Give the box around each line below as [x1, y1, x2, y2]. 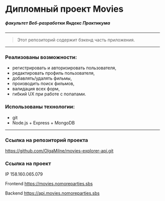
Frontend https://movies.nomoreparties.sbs [5, 181, 93, 187]
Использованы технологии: [5, 103, 75, 110]
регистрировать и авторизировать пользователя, [12, 65, 116, 71]
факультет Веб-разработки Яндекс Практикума [5, 20, 110, 26]
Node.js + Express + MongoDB [12, 119, 75, 126]
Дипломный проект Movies [5, 3, 124, 15]
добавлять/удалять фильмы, [12, 75, 72, 82]
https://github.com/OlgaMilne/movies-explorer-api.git [5, 148, 114, 154]
